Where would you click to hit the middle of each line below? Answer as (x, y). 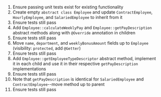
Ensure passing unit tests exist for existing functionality (68, 7)
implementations (29, 69)
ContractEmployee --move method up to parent (59, 84)
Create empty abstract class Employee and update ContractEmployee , (82, 12)
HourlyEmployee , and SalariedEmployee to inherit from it (68, 17)
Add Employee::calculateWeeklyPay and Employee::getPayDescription (82, 28)
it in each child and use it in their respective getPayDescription (75, 64)
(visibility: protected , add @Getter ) (46, 48)
